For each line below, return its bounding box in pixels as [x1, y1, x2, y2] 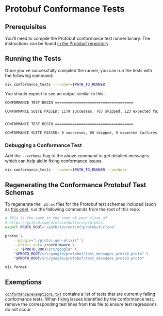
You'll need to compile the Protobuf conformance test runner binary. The [5, 35, 150, 41]
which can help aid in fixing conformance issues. [5, 158, 103, 164]
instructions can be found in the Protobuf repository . [5, 41, 110, 46]
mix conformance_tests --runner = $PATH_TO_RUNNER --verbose [5, 167, 127, 172]
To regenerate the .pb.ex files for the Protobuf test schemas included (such [5, 201, 156, 207]
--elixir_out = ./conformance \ [14, 242, 75, 247]
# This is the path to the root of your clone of [5, 216, 108, 221]
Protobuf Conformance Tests [5, 3, 125, 15]
